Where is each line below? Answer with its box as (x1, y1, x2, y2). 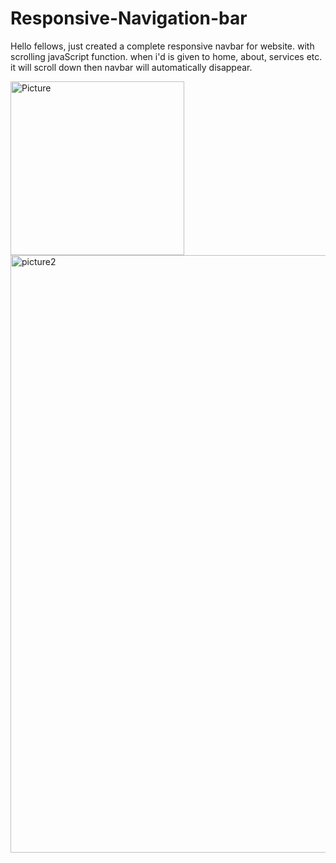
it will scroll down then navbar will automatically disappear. (10, 61, 253, 73)
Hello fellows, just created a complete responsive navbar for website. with (10, 40, 315, 52)
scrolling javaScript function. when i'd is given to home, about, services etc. (10, 50, 323, 62)
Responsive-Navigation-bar (10, 7, 248, 30)
